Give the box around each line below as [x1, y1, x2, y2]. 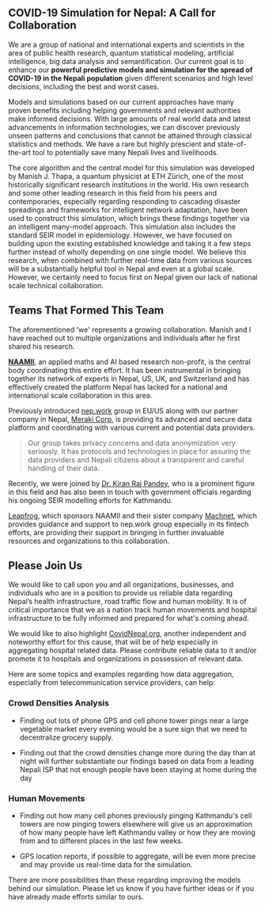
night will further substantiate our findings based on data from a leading [19, 756, 255, 766]
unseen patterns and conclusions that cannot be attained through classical [8, 131, 252, 140]
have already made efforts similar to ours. [8, 892, 144, 902]
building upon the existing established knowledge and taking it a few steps [8, 238, 252, 248]
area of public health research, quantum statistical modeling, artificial [8, 48, 234, 58]
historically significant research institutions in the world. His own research [8, 180, 249, 189]
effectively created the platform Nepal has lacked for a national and [8, 382, 228, 391]
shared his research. [8, 341, 75, 351]
